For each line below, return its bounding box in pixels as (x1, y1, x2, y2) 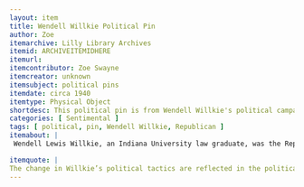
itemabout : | (9, 131, 59, 140)
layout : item (9, 13, 59, 23)
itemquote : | (9, 155, 59, 164)
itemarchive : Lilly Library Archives (9, 38, 152, 48)
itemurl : (9, 55, 43, 64)
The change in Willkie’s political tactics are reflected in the (9, 164, 261, 173)
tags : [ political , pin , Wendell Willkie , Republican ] (9, 123, 224, 132)
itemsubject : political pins (9, 80, 119, 89)
